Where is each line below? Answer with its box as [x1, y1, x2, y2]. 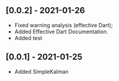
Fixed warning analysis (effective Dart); [14, 21, 113, 28]
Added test [14, 34, 42, 42]
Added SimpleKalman [14, 68, 69, 75]
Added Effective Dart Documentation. [14, 28, 109, 35]
